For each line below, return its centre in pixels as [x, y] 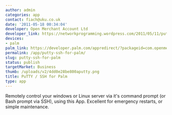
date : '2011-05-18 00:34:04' [36, 24]
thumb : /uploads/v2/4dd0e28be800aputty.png [52, 72]
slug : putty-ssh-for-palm [33, 57]
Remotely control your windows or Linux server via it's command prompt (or [85, 96]
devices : [15, 39]
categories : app [23, 15]
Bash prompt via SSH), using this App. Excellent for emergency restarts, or [84, 101]
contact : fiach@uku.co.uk [33, 19]
